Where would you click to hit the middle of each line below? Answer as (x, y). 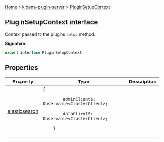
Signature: (16, 43)
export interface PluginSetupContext (43, 52)
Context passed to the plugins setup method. (50, 34)
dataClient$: (78, 113)
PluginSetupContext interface (51, 22)
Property (23, 81)
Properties (21, 68)
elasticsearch (23, 111)
